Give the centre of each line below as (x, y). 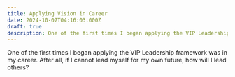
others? (18, 67)
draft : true (24, 26)
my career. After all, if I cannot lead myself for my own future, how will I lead (117, 60)
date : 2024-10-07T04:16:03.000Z (54, 20)
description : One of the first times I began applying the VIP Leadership (119, 33)
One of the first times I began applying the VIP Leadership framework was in (117, 53)
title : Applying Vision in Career (58, 14)
